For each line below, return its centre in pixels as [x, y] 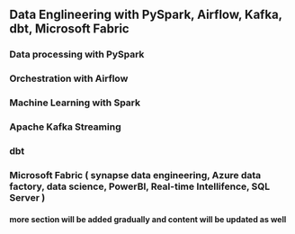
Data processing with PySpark [77, 55]
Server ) [27, 197]
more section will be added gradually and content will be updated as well [148, 219]
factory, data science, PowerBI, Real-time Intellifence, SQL [140, 186]
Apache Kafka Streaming [65, 127]
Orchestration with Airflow [69, 78]
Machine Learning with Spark [75, 103]
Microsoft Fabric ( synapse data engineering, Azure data [135, 175]
